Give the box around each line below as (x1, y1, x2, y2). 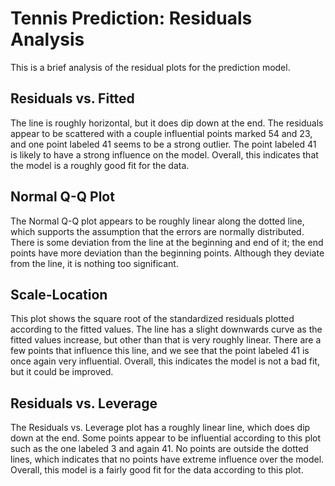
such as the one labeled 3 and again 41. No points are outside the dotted (10, 443, 309, 455)
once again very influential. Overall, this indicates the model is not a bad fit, (10, 355, 320, 367)
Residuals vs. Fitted (10, 90, 135, 107)
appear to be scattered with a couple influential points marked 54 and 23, (10, 127, 313, 139)
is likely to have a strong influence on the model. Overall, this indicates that (10, 148, 319, 161)
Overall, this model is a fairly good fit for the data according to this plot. (10, 464, 304, 476)
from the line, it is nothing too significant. (10, 257, 179, 269)
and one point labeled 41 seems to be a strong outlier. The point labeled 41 (10, 138, 317, 150)
